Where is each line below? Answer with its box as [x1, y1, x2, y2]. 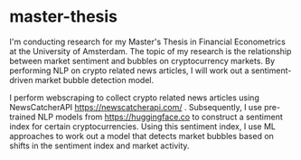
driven [9, 74, 33, 85]
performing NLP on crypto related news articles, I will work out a [9, 65, 249, 76]
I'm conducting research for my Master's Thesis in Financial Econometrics [9, 36, 287, 47]
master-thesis [9, 6, 118, 27]
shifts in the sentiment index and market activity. [9, 140, 190, 151]
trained [9, 111, 36, 122]
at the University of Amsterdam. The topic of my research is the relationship [9, 45, 292, 56]
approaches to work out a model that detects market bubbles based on [9, 130, 274, 141]
